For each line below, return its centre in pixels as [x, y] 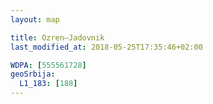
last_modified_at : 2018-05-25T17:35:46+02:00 [106, 47]
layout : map [35, 19]
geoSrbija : [33, 74]
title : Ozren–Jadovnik [57, 37]
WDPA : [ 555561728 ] [48, 65]
